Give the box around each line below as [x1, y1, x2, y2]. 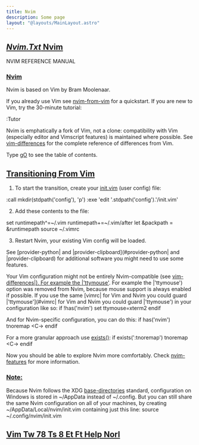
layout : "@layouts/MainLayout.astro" [6, 20, 100, 26]
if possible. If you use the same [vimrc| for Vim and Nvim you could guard [6, 292, 187, 299]
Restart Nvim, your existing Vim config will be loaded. [14, 237, 147, 245]
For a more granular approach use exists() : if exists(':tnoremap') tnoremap [6, 334, 188, 341]
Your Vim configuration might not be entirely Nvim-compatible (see [6, 273, 171, 280]
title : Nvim [6, 8, 36, 15]
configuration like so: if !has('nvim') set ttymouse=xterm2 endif [6, 305, 161, 312]
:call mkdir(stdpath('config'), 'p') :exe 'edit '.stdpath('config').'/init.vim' [6, 196, 179, 203]
